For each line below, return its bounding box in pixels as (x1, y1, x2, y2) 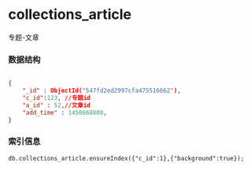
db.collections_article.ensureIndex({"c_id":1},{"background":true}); (8, 154, 245, 162)
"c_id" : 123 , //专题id (22, 94, 91, 102)
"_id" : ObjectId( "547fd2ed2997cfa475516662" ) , (22, 87, 181, 95)
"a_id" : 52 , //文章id (22, 101, 91, 109)
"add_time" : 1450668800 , (22, 109, 108, 116)
